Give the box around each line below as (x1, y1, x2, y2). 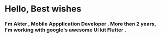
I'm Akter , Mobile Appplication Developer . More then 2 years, (4, 21, 156, 27)
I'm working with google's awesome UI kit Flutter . (4, 26, 126, 33)
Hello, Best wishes (4, 3, 81, 14)
